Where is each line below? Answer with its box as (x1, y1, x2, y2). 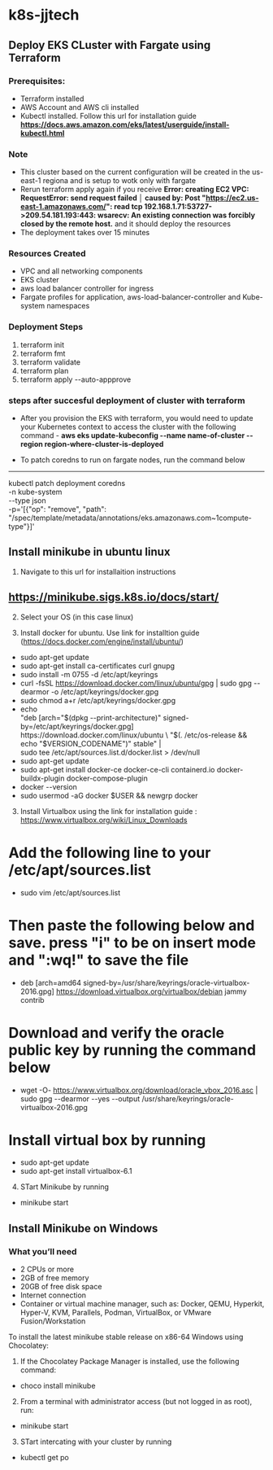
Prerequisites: (8, 75, 66, 86)
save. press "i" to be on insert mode (8, 934, 256, 952)
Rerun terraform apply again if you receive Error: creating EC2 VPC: (19, 185, 249, 195)
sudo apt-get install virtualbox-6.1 (19, 1166, 132, 1176)
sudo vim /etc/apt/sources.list (19, 887, 121, 897)
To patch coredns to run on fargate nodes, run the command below (19, 455, 245, 465)
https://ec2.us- (206, 193, 259, 203)
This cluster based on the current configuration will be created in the (19, 167, 250, 177)
